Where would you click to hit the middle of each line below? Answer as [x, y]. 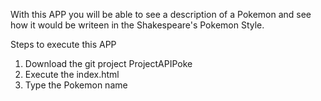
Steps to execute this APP [63, 44]
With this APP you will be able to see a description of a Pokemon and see [161, 14]
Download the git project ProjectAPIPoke [108, 63]
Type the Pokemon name [76, 85]
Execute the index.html [72, 74]
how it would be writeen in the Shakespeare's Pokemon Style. [137, 25]
